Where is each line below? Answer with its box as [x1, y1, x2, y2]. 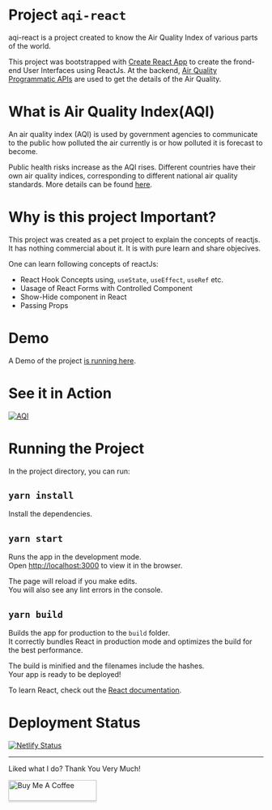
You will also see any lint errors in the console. [8, 585, 164, 595]
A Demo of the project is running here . [8, 355, 136, 366]
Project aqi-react [8, 6, 127, 24]
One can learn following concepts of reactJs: [8, 259, 159, 268]
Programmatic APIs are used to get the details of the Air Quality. [8, 74, 222, 84]
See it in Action [8, 384, 112, 402]
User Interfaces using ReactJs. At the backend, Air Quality [23, 65, 217, 75]
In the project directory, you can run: [8, 466, 130, 476]
